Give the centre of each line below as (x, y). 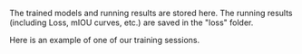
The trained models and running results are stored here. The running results (151, 13)
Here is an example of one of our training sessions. (105, 40)
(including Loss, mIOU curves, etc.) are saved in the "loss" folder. (132, 22)
